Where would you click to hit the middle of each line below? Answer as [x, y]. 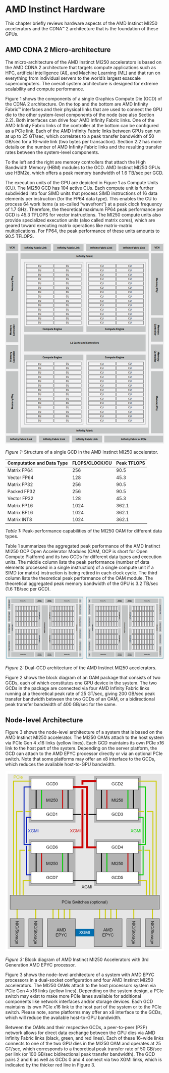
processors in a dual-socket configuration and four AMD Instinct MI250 [79, 980]
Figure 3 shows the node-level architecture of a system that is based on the [84, 732]
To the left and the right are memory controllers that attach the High [76, 162]
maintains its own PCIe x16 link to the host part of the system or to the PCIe [83, 1007]
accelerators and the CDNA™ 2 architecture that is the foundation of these [82, 28]
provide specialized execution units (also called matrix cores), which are [80, 220]
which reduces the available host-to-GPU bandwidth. [61, 764]
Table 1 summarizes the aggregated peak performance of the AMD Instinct [83, 546]
